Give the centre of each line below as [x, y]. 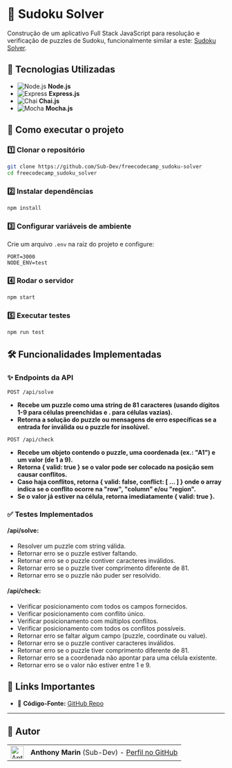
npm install [24, 208]
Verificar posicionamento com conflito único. [81, 614]
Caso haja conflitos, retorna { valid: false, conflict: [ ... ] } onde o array [119, 482]
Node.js [59, 86]
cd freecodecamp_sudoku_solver [52, 173]
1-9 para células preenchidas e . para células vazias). [95, 412]
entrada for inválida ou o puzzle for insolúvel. [84, 426]
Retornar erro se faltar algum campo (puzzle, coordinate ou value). [112, 636]
